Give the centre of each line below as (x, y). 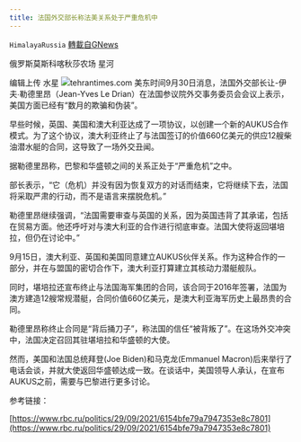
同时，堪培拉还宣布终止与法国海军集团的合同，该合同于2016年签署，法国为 (148, 287)
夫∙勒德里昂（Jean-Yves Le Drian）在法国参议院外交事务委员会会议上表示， (149, 93)
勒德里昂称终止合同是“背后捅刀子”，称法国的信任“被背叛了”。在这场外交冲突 (150, 328)
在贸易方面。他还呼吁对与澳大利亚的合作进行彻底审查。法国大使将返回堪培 (147, 226)
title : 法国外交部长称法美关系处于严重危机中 (84, 18)
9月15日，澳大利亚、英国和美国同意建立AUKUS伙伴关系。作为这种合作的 (144, 256)
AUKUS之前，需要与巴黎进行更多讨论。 (82, 381)
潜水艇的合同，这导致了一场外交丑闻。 (88, 146)
